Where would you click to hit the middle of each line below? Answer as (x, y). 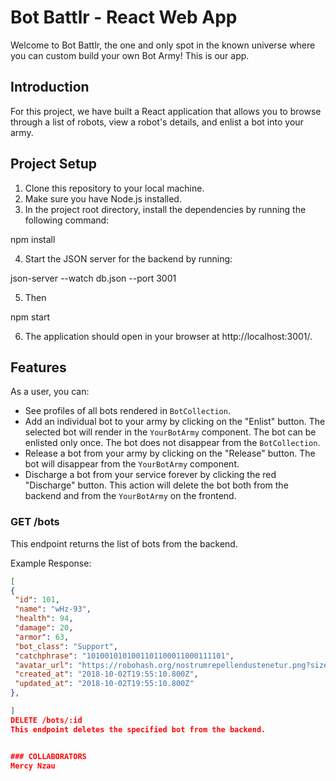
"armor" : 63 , (42, 637)
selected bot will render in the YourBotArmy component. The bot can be (170, 432)
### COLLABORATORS (48, 756)
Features (38, 367)
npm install (33, 239)
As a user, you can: (50, 392)
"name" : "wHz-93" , (53, 609)
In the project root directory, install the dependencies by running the (165, 209)
